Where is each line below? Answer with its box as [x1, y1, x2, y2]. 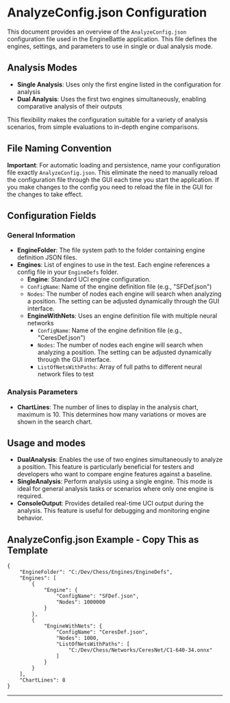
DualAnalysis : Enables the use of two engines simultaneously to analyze [16, 455, 223, 464]
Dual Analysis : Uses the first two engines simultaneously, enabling [16, 95, 207, 103]
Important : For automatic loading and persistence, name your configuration [7, 161, 220, 169]
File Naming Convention [7, 143, 112, 154]
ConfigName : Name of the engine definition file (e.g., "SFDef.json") [27, 283, 212, 291]
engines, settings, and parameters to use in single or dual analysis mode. [7, 42, 214, 50]
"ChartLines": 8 [19, 677, 66, 684]
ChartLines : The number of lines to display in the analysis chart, [16, 403, 199, 411]
